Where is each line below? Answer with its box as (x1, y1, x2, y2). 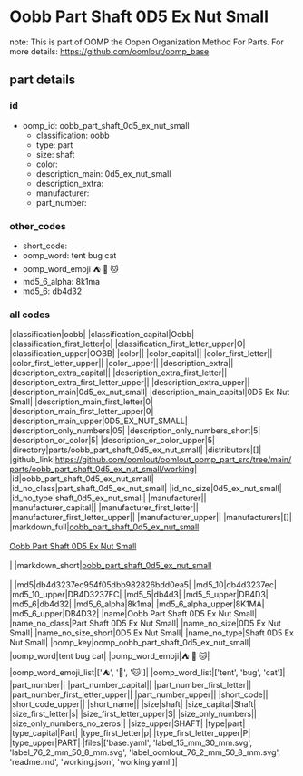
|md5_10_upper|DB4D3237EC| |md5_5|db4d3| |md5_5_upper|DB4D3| (9, 589, 269, 600)
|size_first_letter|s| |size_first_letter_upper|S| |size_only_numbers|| (9, 709, 257, 720)
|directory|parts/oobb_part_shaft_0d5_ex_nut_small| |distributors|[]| (9, 444, 262, 455)
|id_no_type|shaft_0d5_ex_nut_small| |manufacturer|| (9, 492, 207, 504)
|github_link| (9, 454, 56, 465)
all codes (9, 308, 51, 321)
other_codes (9, 219, 66, 232)
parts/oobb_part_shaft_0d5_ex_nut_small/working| (9, 464, 198, 475)
